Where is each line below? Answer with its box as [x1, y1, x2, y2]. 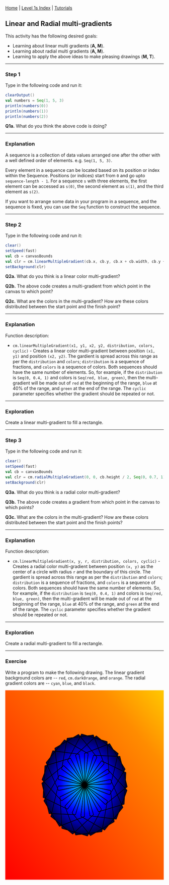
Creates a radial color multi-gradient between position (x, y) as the [12, 563, 153, 570]
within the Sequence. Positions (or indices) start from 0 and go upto [5, 172, 145, 178]
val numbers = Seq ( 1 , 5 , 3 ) [5, 98, 64, 103]
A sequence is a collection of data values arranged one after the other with [5, 152, 160, 158]
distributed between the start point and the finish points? [5, 519, 123, 525]
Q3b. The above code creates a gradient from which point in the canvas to [5, 499, 160, 505]
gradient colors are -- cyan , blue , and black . [5, 680, 96, 686]
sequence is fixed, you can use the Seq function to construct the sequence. [5, 204, 161, 210]
